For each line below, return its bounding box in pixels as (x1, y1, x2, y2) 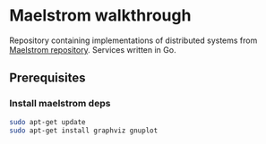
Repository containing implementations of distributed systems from (9, 35, 258, 46)
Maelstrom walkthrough (9, 5, 192, 26)
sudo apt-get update (9, 117, 87, 126)
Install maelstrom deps (9, 97, 111, 110)
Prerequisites (9, 71, 86, 86)
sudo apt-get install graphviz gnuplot (9, 126, 159, 135)
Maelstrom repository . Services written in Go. (9, 44, 176, 55)
